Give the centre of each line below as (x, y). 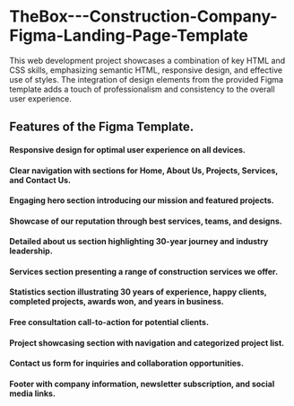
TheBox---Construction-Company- (143, 17)
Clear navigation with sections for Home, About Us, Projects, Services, (144, 170)
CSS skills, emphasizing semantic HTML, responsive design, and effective (146, 70)
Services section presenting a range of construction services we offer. (144, 271)
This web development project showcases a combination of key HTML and (147, 60)
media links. (33, 393)
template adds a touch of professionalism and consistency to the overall (142, 89)
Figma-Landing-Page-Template (129, 35)
